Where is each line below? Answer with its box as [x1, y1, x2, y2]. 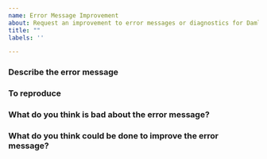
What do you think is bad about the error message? [8, 109, 211, 120]
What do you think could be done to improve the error [8, 130, 219, 141]
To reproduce [8, 88, 62, 99]
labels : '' [8, 33, 44, 42]
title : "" [8, 26, 41, 34]
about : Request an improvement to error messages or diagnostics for [8, 19, 244, 27]
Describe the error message [8, 66, 119, 78]
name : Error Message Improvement [8, 11, 119, 20]
